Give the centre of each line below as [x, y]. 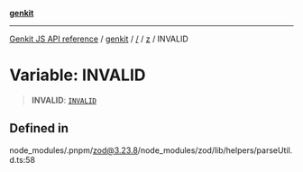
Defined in [39, 128]
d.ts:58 [23, 159]
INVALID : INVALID [64, 100]
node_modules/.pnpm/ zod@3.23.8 [73, 150]
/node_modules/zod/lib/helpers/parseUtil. [215, 150]
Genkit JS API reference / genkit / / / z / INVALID [99, 39]
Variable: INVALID [78, 75]
